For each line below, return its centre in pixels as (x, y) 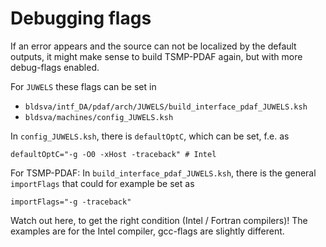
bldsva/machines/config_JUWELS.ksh (99, 117)
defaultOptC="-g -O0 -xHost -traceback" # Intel (113, 154)
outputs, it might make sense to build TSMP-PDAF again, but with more (156, 56)
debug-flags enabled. (55, 67)
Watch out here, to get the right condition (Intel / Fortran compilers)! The (159, 220)
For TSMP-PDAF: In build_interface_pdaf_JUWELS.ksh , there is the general (163, 173)
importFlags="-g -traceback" (71, 202)
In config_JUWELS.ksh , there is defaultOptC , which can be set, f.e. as (150, 136)
